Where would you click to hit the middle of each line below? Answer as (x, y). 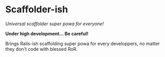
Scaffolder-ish (37, 9)
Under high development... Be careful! (47, 33)
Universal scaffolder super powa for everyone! (55, 24)
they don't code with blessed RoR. (42, 49)
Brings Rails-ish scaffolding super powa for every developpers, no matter (82, 43)
